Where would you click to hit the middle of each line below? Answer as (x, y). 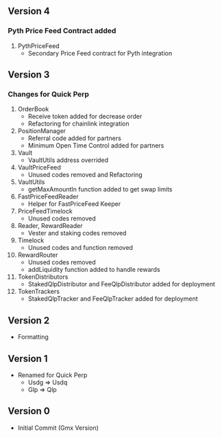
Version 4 (29, 11)
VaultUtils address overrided (68, 160)
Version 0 (29, 411)
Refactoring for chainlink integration (78, 124)
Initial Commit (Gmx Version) (58, 428)
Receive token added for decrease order (85, 117)
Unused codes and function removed (80, 248)
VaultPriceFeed (39, 168)
